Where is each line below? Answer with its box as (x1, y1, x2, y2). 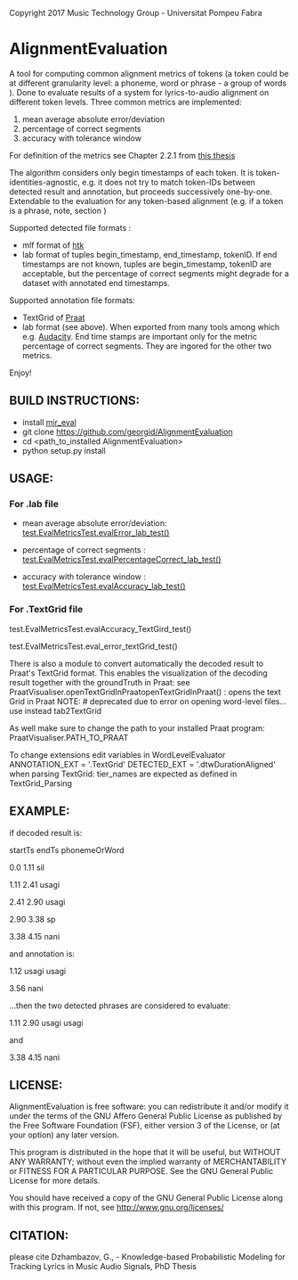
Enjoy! (9, 367, 33, 378)
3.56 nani (9, 982, 44, 993)
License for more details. (9, 1176, 101, 1186)
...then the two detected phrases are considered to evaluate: (9, 1000, 231, 1011)
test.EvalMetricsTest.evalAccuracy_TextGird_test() (9, 623, 192, 634)
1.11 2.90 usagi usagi (9, 1017, 84, 1028)
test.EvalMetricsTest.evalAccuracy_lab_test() (21, 581, 186, 592)
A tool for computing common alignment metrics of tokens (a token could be (9, 68, 289, 78)
